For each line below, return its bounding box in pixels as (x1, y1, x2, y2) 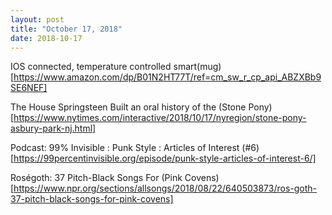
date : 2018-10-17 (10, 33, 83, 43)
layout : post (10, 14, 65, 25)
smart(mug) (173, 61, 222, 73)
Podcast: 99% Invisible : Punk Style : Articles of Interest (10, 142, 240, 154)
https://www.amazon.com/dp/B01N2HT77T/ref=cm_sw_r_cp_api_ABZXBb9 (13, 71, 322, 83)
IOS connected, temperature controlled (10, 61, 172, 73)
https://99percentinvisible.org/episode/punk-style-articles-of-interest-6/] (13, 152, 317, 165)
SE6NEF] (10, 82, 48, 94)
